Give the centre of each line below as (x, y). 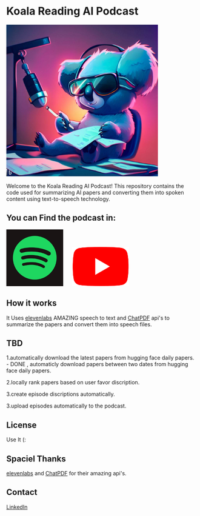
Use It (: (16, 440)
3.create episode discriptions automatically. (61, 394)
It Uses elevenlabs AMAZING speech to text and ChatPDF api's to (88, 318)
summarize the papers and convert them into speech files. (79, 324)
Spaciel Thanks (36, 459)
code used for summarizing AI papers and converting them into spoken (95, 192)
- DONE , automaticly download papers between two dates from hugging (97, 364)
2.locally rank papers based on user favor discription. (73, 383)
